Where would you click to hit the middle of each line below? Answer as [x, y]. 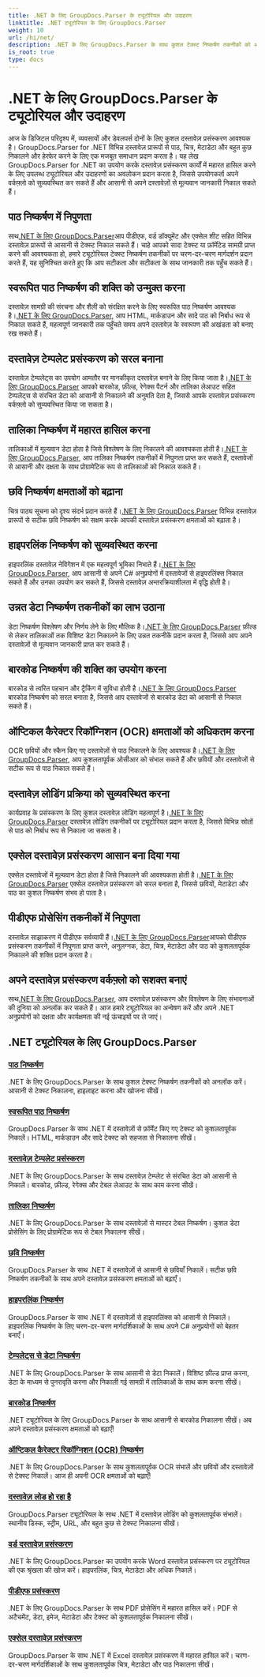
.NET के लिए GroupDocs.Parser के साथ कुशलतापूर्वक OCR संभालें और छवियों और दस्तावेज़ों [131, 1467]
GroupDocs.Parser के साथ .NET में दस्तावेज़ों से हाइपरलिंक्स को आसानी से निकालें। [119, 1317]
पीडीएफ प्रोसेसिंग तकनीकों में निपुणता [74, 918]
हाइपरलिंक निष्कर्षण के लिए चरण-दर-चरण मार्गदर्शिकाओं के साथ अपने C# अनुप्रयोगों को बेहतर [123, 1326]
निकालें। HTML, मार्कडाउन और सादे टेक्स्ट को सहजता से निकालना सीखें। [103, 1137]
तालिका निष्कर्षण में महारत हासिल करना [79, 430]
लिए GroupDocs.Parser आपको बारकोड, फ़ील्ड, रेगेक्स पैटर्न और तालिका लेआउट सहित [122, 387]
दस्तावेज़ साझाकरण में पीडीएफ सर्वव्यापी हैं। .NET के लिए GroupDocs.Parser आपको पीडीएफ [127, 937]
